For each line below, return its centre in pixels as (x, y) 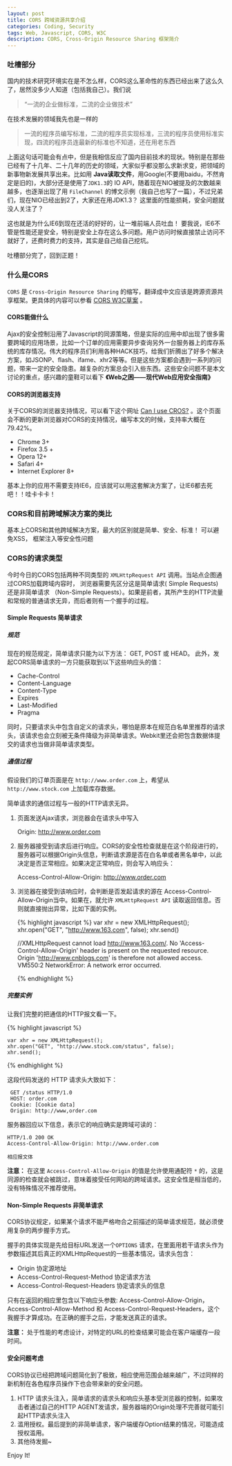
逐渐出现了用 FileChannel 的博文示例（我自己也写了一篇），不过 (121, 191)
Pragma (28, 713)
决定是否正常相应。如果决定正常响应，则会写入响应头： (96, 864)
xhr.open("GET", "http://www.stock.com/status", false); (91, 1047)
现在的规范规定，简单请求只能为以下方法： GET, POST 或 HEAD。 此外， (110, 654)
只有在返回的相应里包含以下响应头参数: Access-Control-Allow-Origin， (108, 1300)
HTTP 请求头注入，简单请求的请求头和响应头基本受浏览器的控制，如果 (117, 1398)
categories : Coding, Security (51, 26)
